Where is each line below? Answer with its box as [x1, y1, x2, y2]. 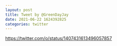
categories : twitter [5, 21, 49, 27]
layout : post [5, 7, 33, 13]
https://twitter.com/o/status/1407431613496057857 [5, 35, 112, 41]
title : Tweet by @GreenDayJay [5, 12, 69, 17]
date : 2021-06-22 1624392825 [5, 17, 67, 22]
